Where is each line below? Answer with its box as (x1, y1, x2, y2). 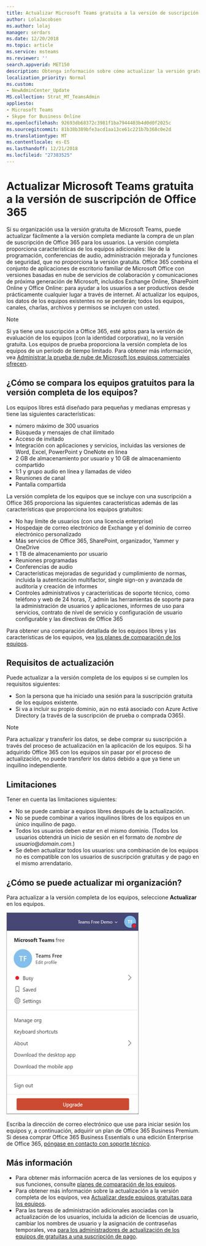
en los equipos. (6, 900, 45, 908)
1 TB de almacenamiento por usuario (15, 550, 108, 557)
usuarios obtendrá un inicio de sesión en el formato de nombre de (15, 834, 182, 841)
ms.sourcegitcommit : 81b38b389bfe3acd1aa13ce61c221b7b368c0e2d (6, 126, 172, 132)
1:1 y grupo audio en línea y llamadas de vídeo (15, 468, 132, 475)
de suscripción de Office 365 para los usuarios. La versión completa (6, 238, 179, 246)
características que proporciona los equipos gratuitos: (6, 506, 143, 513)
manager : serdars (6, 29, 51, 36)
